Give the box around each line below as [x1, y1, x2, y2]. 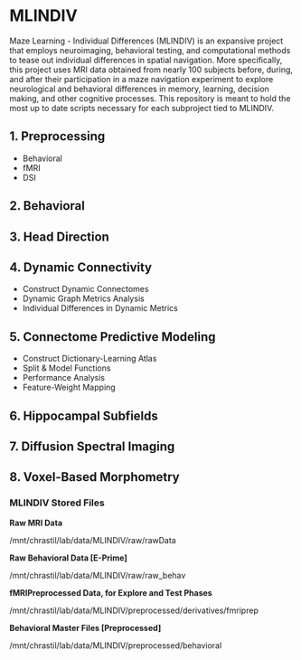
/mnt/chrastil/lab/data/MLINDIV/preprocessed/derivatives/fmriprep [9, 605, 259, 616]
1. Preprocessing [9, 128, 106, 145]
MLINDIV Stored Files [9, 496, 106, 509]
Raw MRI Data [9, 517, 63, 528]
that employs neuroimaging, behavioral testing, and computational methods [9, 44, 291, 55]
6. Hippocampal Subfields [9, 408, 158, 423]
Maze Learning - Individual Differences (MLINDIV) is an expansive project [9, 35, 284, 46]
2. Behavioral [9, 198, 86, 213]
